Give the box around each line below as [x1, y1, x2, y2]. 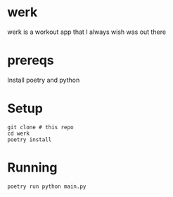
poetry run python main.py [7, 183, 86, 190]
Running [7, 160, 58, 175]
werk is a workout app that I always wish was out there [7, 28, 167, 36]
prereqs [7, 52, 54, 68]
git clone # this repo [7, 124, 74, 131]
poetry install [7, 136, 52, 143]
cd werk [7, 130, 30, 137]
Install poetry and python [7, 76, 80, 84]
